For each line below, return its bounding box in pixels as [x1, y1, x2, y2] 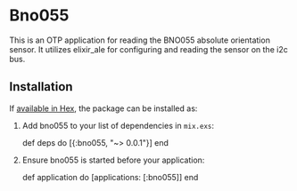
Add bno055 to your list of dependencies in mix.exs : [21, 120, 215, 131]
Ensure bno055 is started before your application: [21, 155, 205, 165]
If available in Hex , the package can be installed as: [9, 103, 198, 114]
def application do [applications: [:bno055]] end [21, 171, 199, 182]
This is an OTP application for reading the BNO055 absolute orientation [9, 35, 270, 45]
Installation [9, 79, 73, 94]
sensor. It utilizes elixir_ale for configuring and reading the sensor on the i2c [9, 44, 288, 54]
